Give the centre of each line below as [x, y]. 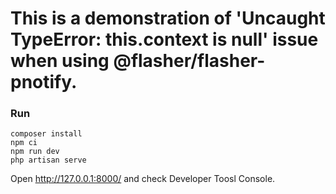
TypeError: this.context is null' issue [164, 39]
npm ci [24, 143]
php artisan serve [48, 160]
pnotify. [44, 82]
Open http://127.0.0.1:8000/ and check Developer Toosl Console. [143, 179]
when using [60, 61]
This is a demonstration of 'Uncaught [168, 18]
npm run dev [35, 152]
